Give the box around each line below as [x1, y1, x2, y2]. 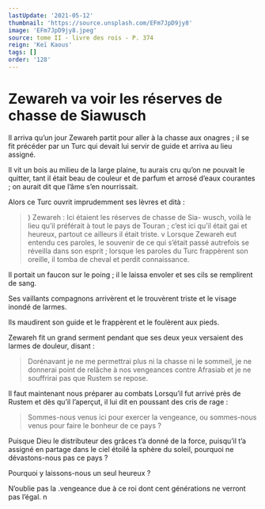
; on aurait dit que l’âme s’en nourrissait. [8, 181, 138, 191]
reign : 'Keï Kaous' [8, 41, 73, 49]
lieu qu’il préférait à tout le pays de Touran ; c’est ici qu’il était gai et [27, 221, 248, 230]
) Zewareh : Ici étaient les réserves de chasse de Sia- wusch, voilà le [27, 212, 252, 222]
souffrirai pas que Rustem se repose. [27, 373, 149, 382]
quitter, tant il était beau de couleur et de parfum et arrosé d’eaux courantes [8, 173, 256, 183]
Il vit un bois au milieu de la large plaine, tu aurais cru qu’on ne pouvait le [8, 165, 245, 174]
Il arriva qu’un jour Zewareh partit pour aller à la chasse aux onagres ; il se [8, 132, 249, 142]
